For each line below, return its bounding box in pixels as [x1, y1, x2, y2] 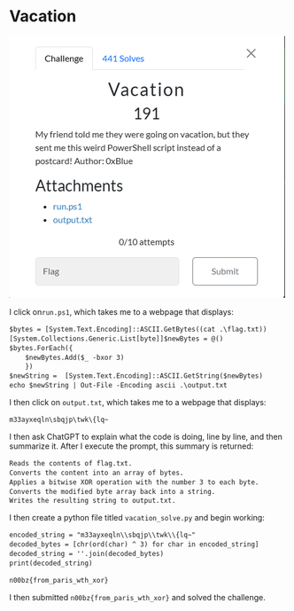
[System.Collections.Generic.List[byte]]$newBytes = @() [9, 334, 224, 343]
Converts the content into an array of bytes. [9, 468, 184, 477]
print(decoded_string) [9, 559, 93, 568]
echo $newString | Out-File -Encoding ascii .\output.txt [9, 381, 228, 390]
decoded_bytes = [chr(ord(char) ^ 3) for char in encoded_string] [9, 540, 259, 549]
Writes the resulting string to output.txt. [9, 497, 176, 505]
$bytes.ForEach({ [9, 343, 73, 352]
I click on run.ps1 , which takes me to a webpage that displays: [9, 306, 235, 317]
